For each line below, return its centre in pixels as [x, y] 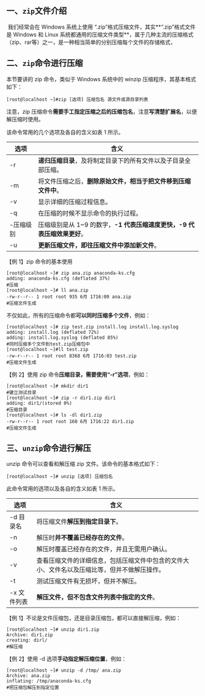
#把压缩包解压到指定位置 [33, 688]
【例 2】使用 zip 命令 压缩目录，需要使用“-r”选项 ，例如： [78, 374]
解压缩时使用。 [25, 119]
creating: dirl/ [27, 640]
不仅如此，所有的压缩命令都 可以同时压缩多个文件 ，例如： [78, 315]
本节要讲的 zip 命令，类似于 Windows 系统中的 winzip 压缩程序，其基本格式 [101, 79]
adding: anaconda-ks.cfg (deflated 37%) [59, 278]
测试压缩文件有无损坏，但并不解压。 [88, 581]
